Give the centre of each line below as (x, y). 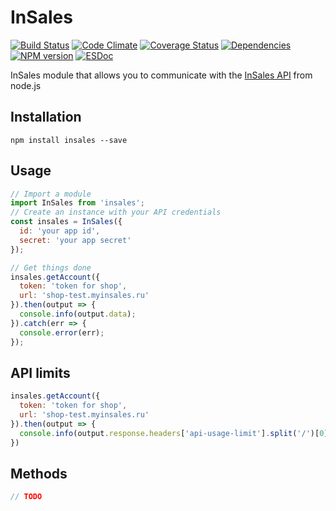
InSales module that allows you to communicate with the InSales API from (161, 75)
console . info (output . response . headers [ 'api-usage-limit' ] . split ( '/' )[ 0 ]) (176, 433)
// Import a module (51, 194)
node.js (26, 85)
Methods (39, 474)
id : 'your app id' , (60, 231)
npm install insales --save (69, 140)
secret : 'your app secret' (75, 240)
